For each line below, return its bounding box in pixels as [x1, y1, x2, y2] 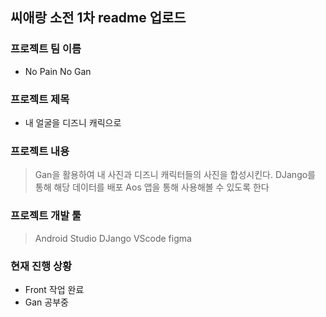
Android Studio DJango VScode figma [34, 232, 192, 244]
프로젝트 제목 [10, 92, 70, 106]
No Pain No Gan [24, 65, 92, 77]
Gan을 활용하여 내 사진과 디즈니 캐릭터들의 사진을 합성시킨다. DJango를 [34, 169, 316, 181]
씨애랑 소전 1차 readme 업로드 [10, 9, 187, 27]
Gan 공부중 [24, 296, 69, 308]
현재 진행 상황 [10, 259, 73, 273]
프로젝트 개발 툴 [10, 209, 82, 223]
